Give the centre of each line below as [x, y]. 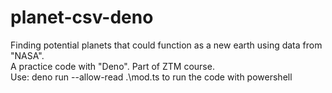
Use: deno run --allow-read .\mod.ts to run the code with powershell [151, 77]
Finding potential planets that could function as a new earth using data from [166, 45]
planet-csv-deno [82, 17]
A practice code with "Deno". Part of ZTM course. [112, 66]
